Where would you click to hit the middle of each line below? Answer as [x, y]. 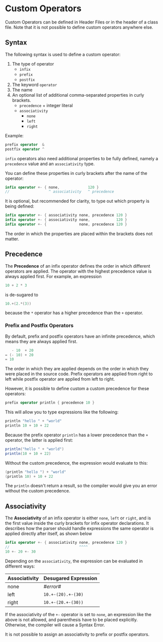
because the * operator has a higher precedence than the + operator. [74, 313]
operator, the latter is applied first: [39, 440]
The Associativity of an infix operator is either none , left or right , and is [78, 518]
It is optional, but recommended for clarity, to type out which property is [77, 201]
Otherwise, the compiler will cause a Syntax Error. [55, 625]
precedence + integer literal [46, 105]
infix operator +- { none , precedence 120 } [66, 224]
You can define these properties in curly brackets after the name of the [76, 173]
